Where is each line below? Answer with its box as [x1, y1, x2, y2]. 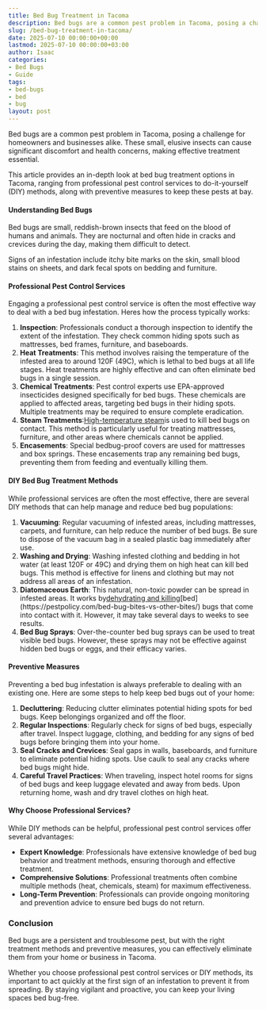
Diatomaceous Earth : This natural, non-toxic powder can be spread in [19, 585, 249, 594]
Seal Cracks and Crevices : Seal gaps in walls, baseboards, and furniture [19, 745, 257, 755]
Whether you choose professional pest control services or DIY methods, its [8, 968, 253, 977]
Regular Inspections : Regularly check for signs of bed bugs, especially [19, 720, 253, 730]
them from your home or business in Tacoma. [8, 953, 157, 962]
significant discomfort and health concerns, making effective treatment [8, 146, 241, 156]
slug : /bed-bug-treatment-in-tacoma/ [8, 26, 133, 34]
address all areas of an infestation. [19, 576, 133, 586]
